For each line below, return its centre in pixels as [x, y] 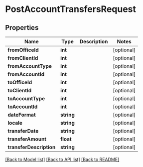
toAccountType [26, 98]
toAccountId [23, 107]
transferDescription [32, 147]
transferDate [23, 131]
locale [15, 123]
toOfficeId [20, 82]
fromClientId [23, 58]
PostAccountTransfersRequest [71, 9]
